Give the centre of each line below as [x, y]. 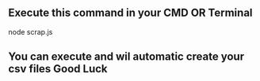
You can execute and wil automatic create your [126, 57]
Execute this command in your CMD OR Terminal [130, 13]
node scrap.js [31, 31]
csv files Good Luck [58, 69]
